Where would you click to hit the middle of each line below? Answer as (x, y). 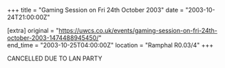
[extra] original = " (33, 31)
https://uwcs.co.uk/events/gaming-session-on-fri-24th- (138, 31)
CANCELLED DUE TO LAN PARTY (55, 58)
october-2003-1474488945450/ (53, 38)
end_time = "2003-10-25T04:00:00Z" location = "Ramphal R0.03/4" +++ (110, 45)
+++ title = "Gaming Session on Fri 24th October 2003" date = (96, 10)
